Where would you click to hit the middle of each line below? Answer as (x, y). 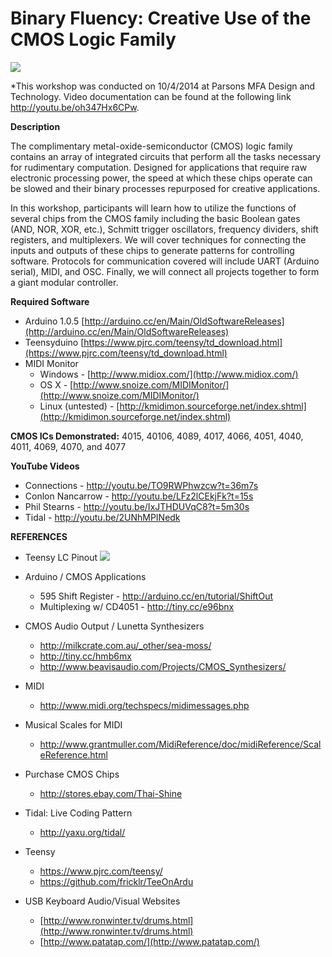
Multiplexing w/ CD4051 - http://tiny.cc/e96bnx (137, 606)
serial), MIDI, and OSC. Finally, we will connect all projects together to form (165, 271)
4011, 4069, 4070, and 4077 (68, 446)
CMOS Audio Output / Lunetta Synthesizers (114, 626)
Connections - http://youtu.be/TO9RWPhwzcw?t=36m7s (141, 485)
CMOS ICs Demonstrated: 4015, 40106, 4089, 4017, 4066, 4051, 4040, (157, 436)
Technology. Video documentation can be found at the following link (151, 96)
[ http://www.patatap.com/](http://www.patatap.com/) (149, 941)
